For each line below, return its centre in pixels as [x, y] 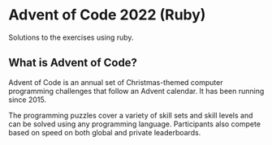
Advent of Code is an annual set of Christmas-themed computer [116, 82]
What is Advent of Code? [73, 63]
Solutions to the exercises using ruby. [71, 37]
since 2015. [28, 100]
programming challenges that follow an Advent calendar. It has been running [136, 91]
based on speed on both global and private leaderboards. [105, 132]
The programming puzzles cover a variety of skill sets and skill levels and [131, 115]
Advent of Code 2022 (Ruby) [107, 15]
